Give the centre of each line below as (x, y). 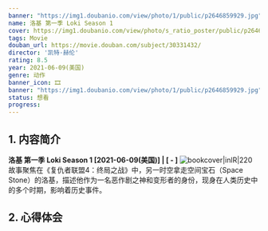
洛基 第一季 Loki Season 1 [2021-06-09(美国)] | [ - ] (93, 160)
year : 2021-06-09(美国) (47, 68)
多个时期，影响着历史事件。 (60, 189)
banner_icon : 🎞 (35, 82)
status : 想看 (29, 98)
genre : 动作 (27, 75)
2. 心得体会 (35, 218)
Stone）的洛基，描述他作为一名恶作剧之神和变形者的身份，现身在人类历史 (130, 180)
